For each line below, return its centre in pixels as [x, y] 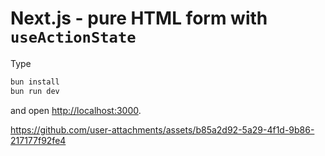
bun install [35, 82]
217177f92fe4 [38, 140]
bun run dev [35, 91]
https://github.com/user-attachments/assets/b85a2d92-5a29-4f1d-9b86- [162, 129]
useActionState [73, 37]
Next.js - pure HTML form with [139, 18]
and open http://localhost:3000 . [76, 110]
